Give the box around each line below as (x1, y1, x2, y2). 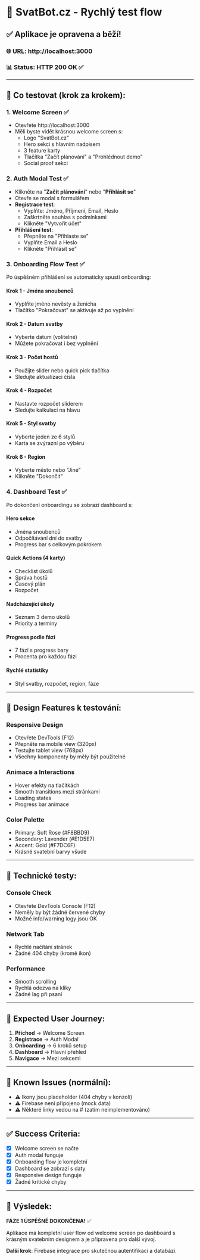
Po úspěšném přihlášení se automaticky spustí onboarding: (6, 273, 151, 281)
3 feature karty (23, 147, 61, 154)
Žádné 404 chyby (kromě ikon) (14, 950, 91, 957)
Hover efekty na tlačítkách (14, 782, 80, 789)
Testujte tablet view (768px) (14, 747, 83, 754)
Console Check (6, 889, 52, 897)
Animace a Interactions (6, 768, 75, 776)
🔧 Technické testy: (6, 871, 77, 881)
